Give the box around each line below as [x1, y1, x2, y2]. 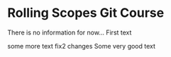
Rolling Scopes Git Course [7, 5, 165, 21]
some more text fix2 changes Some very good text [7, 42, 156, 50]
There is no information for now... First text [7, 28, 132, 37]
